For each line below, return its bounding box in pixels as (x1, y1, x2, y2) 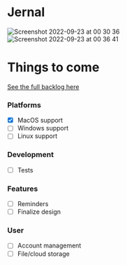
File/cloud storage (17, 250, 70, 258)
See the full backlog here (7, 82, 80, 91)
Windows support (17, 124, 69, 132)
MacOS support (17, 116, 63, 125)
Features (7, 184, 38, 193)
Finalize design (17, 208, 61, 216)
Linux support (17, 132, 58, 140)
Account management (17, 241, 82, 250)
